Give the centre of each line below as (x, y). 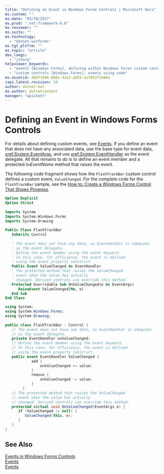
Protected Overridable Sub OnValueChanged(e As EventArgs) (73, 284)
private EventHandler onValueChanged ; (51, 339)
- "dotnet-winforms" (30, 41)
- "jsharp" (20, 59)
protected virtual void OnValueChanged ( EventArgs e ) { (68, 407)
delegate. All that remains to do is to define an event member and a (72, 159)
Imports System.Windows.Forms (36, 217)
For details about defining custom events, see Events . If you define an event (81, 144)
